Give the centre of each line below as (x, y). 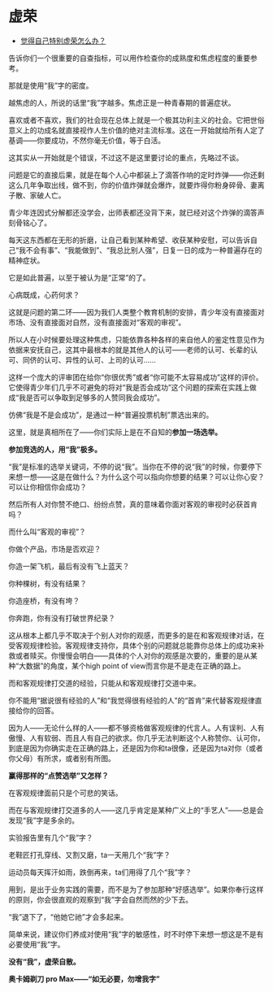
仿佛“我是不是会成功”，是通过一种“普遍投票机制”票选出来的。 (111, 415)
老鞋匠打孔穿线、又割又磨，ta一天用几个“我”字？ (89, 855)
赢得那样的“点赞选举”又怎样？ (59, 775)
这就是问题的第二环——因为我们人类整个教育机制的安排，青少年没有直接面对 (136, 312)
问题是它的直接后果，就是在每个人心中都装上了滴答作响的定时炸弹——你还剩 (136, 175)
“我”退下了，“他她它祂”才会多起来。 (68, 916)
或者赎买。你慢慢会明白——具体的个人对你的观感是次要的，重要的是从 (132, 655)
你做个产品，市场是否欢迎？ (55, 549)
